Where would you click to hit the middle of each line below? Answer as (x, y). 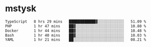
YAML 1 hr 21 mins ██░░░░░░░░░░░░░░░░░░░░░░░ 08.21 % (76, 40)
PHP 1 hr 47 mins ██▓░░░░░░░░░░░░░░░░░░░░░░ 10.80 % (76, 26)
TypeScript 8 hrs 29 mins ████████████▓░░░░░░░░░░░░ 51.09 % (76, 22)
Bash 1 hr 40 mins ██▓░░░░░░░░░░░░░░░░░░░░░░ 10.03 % (76, 35)
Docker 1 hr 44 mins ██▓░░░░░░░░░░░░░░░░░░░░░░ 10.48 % (76, 31)
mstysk (21, 9)
